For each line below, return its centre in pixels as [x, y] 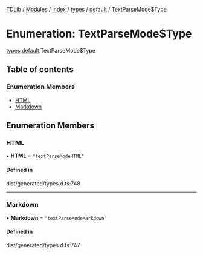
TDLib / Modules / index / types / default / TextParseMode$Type [87, 9]
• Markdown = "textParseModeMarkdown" [57, 217]
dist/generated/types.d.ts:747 [43, 245]
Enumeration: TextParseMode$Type [99, 34]
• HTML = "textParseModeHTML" [45, 156]
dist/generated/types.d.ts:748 [43, 183]
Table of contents [40, 70]
